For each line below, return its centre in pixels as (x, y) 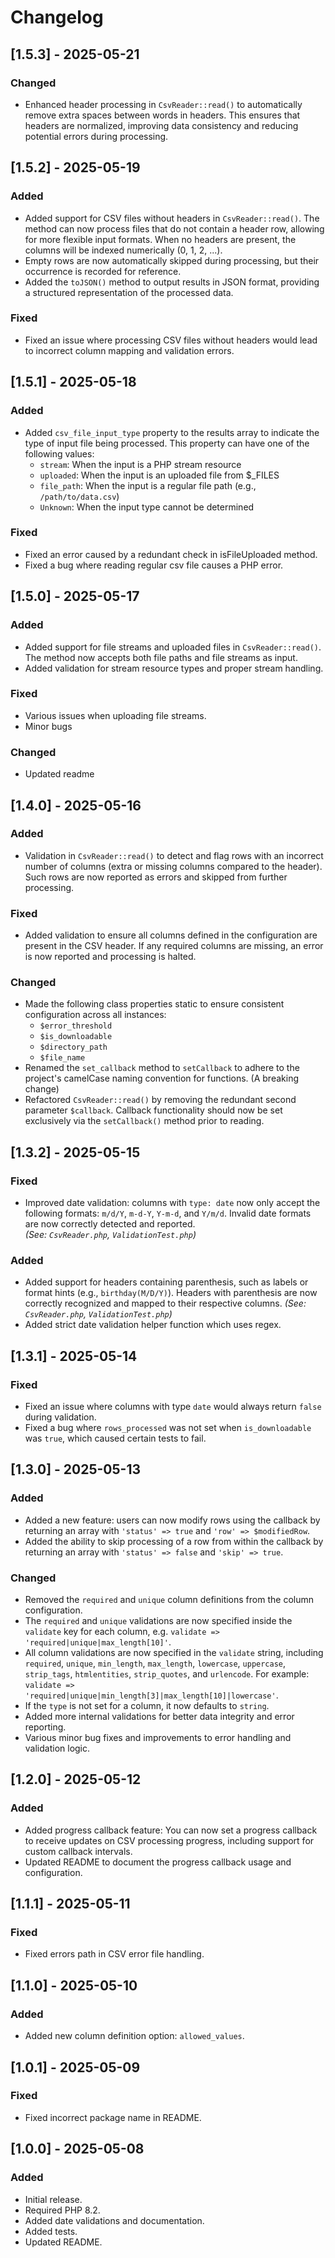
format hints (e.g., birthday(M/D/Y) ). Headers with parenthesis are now (171, 1293)
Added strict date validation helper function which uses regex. (153, 1325)
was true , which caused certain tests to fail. (115, 1438)
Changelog (57, 17)
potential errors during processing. (96, 136)
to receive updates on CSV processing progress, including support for (169, 1840)
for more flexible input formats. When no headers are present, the (160, 239)
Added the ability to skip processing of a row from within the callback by (174, 1541)
